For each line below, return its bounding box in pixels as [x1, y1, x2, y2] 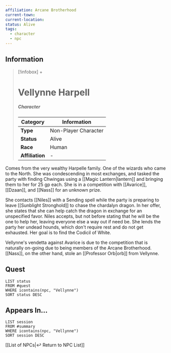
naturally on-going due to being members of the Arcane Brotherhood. [5, 244, 152, 251]
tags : [5, 27, 17, 32]
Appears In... [5, 306, 48, 315]
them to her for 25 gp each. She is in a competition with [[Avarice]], [5, 181, 147, 188]
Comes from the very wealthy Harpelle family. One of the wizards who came [5, 165, 166, 171]
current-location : [5, 17, 44, 22]
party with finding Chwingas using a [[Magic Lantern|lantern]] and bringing [5, 176, 163, 182]
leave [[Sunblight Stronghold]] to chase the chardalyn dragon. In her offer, [5, 202, 161, 208]
